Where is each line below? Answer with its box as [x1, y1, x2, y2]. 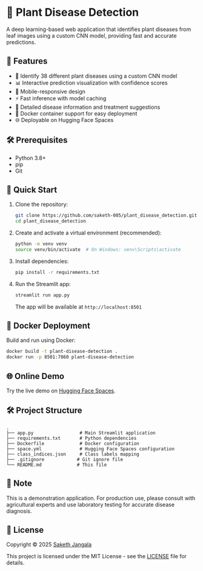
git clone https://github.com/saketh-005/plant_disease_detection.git [15, 213, 198, 219]
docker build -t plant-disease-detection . [6, 349, 118, 355]
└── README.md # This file [6, 462, 107, 468]
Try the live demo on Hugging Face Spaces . [6, 387, 116, 394]
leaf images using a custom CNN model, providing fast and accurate [6, 32, 177, 39]
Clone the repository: [15, 200, 68, 208]
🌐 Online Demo [6, 371, 65, 381]
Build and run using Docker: [6, 337, 76, 344]
